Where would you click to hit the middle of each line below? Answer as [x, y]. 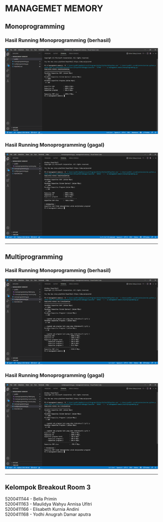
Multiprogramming [34, 257]
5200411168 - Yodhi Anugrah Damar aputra [48, 514]
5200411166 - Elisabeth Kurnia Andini [42, 509]
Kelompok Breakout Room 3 [48, 487]
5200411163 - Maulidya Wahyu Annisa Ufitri [49, 504]
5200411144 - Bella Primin [31, 499]
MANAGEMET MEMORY [54, 8]
